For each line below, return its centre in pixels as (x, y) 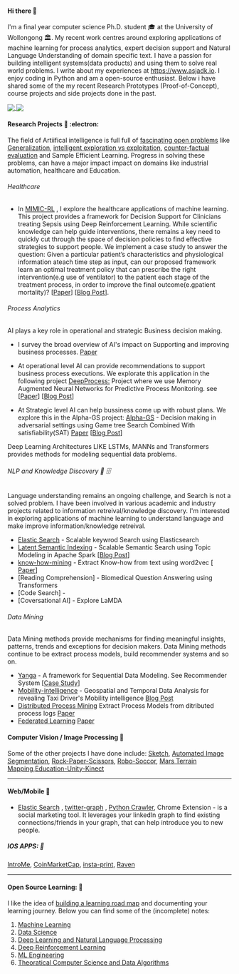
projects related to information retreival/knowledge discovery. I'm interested (118, 511)
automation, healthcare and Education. (64, 170)
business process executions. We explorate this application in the (113, 373)
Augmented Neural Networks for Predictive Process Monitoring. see (117, 388)
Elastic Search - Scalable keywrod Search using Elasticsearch (108, 540)
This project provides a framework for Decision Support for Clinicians (119, 216)
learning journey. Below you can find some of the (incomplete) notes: (108, 910)
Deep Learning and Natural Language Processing (90, 940)
